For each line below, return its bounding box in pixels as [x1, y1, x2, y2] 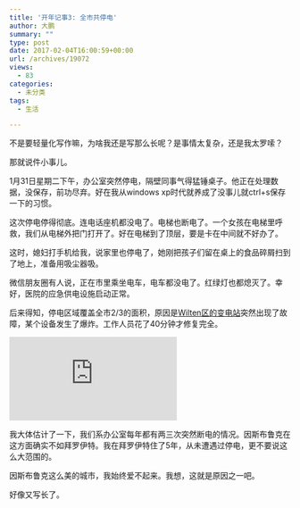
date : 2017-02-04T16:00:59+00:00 [9, 46, 134, 55]
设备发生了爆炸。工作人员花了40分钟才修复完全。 [39, 319, 223, 329]
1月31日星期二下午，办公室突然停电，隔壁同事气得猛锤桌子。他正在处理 [9, 176, 271, 187]
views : [9, 63, 34, 72]
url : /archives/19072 [9, 54, 90, 63]
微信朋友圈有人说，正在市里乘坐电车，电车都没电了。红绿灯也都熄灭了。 [9, 278, 275, 288]
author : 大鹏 [9, 21, 55, 30]
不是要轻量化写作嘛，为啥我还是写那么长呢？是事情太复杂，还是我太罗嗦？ [9, 137, 283, 148]
